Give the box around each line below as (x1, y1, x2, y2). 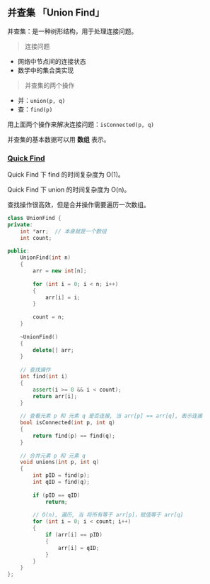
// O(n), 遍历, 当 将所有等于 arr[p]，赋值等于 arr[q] (33, 512, 184, 519)
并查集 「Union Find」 (7, 6, 105, 19)
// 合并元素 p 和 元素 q (20, 452, 86, 459)
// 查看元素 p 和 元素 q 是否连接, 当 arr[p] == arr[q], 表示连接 (20, 412, 203, 420)
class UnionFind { (7, 215, 62, 222)
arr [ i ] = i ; (45, 294, 81, 301)
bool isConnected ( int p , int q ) (20, 419, 115, 426)
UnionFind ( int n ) (20, 254, 71, 261)
